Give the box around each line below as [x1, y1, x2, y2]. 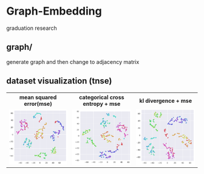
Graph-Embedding [6, 4, 102, 18]
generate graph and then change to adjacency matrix [6, 58, 140, 65]
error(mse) [24, 100, 53, 108]
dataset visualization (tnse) [6, 76, 112, 86]
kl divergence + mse [139, 97, 192, 104]
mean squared [19, 94, 57, 101]
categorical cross [78, 94, 124, 101]
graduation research [6, 24, 58, 32]
